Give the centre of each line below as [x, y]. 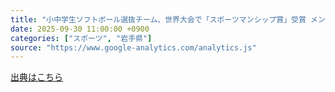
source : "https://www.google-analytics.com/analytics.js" [133, 47]
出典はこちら [36, 77]
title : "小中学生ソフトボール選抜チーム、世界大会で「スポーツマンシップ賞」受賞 [158, 19]
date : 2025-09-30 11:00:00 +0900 [80, 29]
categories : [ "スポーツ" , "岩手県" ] [81, 38]
